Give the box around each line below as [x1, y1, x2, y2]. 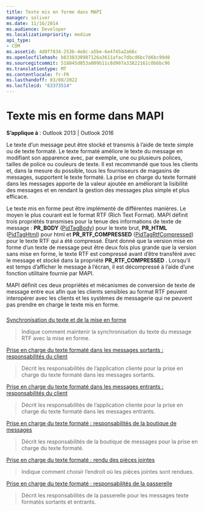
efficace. [6, 193, 29, 200]
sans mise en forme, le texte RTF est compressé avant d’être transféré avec [6, 250, 196, 257]
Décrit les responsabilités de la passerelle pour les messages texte [21, 491, 189, 499]
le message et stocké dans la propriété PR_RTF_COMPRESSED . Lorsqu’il [6, 256, 191, 264]
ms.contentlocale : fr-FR [6, 71, 69, 78]
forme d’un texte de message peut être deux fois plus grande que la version [6, 244, 197, 251]
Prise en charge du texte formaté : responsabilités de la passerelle [6, 480, 172, 487]
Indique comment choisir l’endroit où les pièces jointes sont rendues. [21, 468, 194, 475]
